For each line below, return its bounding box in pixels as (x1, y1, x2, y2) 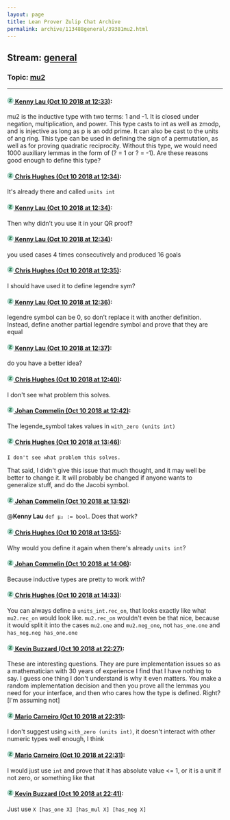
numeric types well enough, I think (7, 735, 105, 743)
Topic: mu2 (7, 72, 46, 82)
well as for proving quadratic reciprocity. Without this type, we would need (7, 141, 218, 150)
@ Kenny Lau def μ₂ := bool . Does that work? (7, 512, 138, 521)
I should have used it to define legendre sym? (7, 282, 136, 290)
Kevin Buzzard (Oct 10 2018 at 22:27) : (14, 644, 125, 653)
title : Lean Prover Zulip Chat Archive (7, 18, 121, 25)
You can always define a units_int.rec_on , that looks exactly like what (7, 606, 207, 614)
